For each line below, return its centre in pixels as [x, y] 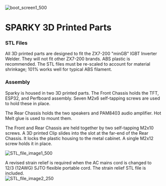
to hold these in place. [28, 103]
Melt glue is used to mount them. [39, 118]
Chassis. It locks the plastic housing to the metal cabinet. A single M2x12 [79, 138]
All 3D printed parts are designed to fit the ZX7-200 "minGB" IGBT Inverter [81, 54]
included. [15, 173]
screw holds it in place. [29, 144]
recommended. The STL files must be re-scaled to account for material [78, 64]
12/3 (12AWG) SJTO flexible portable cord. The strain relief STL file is [76, 168]
